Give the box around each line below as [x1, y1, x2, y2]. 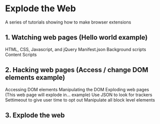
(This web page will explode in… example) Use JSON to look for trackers [5, 92, 153, 98]
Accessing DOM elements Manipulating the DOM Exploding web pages [5, 86, 149, 92]
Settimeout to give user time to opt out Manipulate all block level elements [5, 97, 155, 103]
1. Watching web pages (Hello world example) [5, 33, 148, 42]
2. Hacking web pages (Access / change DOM [5, 66, 149, 74]
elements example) [5, 74, 65, 82]
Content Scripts [5, 51, 37, 57]
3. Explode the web [5, 111, 65, 119]
